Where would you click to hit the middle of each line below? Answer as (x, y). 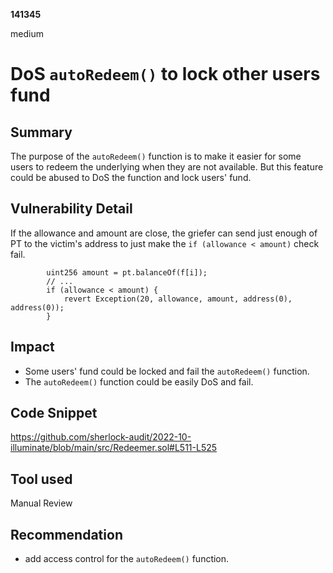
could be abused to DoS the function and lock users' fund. (131, 177)
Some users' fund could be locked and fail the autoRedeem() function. (167, 371)
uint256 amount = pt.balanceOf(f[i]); (127, 272)
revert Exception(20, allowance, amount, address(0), (178, 299)
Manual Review (41, 503)
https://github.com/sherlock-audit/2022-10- (101, 437)
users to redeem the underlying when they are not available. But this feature (167, 167)
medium (27, 33)
